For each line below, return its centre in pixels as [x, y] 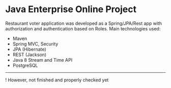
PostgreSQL [25, 65]
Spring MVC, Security [35, 43]
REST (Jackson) [30, 55]
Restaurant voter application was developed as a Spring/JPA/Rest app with [83, 23]
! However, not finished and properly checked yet [57, 80]
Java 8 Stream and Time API [42, 60]
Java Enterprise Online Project [71, 9]
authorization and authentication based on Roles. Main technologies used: [83, 28]
